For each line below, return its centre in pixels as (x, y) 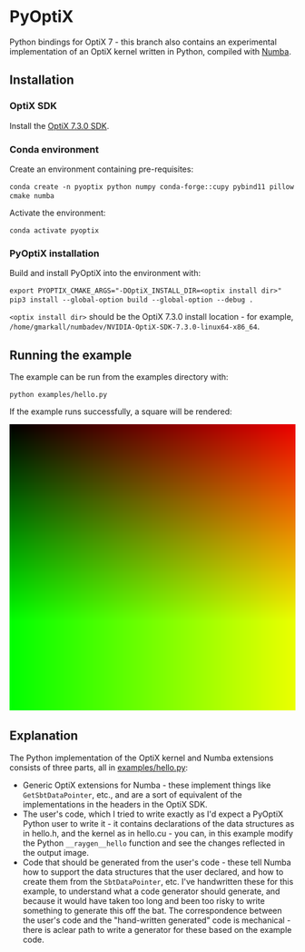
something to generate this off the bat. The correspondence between (152, 910)
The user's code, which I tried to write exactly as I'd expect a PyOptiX (153, 814)
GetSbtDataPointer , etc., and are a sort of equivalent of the (132, 794)
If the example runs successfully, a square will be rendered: (121, 412)
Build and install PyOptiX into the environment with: (105, 273)
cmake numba (32, 196)
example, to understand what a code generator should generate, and (151, 891)
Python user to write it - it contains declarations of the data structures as (158, 823)
